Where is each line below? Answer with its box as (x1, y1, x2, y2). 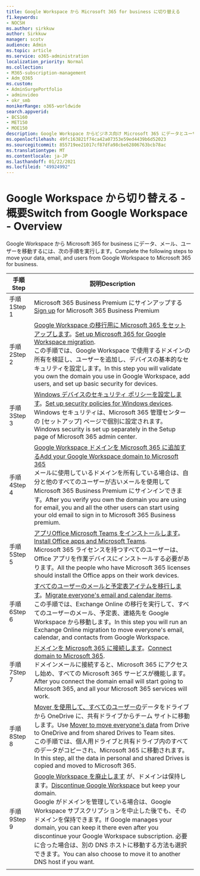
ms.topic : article (6, 48, 52, 54)
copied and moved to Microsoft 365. (33, 761, 136, 770)
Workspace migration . (33, 338, 96, 346)
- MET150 (6, 120, 28, 126)
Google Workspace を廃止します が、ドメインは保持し (33, 772, 186, 781)
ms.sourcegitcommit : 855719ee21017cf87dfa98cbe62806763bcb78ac (6, 141, 167, 148)
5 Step (9, 550, 26, 559)
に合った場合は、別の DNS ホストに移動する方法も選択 (33, 841, 187, 849)
